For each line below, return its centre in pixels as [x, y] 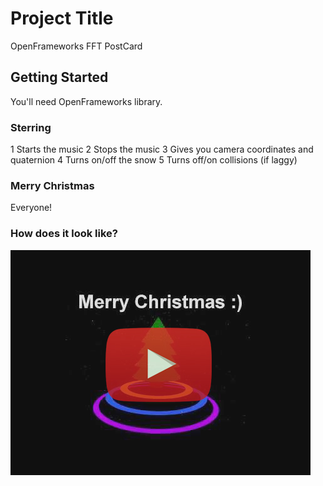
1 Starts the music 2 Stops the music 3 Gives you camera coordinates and [162, 149]
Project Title [62, 18]
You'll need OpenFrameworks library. [86, 101]
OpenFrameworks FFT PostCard [76, 46]
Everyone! [31, 208]
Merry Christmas [52, 185]
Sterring [31, 127]
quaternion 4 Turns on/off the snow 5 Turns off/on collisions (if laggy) [154, 160]
